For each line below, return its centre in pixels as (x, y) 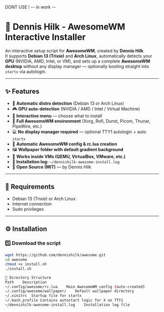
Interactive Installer (46, 37)
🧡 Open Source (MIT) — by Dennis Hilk (51, 167)
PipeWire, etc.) (27, 126)
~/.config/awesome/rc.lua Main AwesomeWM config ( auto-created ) (75, 287)
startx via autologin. (26, 71)
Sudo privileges (28, 209)
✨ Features (22, 92)
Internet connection (32, 204)
